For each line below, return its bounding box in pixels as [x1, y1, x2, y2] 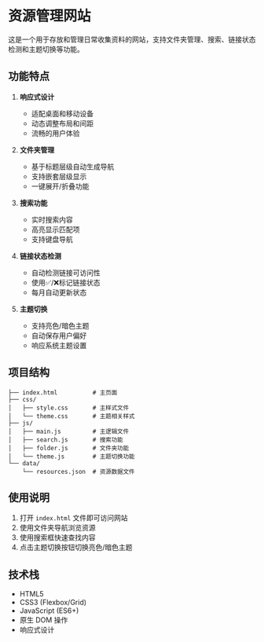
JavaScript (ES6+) [19, 606, 79, 615]
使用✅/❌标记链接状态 [31, 277, 101, 287]
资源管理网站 [8, 7, 92, 25]
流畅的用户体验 [31, 128, 80, 138]
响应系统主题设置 [31, 340, 87, 350]
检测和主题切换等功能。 [8, 44, 84, 53]
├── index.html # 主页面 [8, 388, 118, 397]
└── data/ [8, 459, 41, 468]
